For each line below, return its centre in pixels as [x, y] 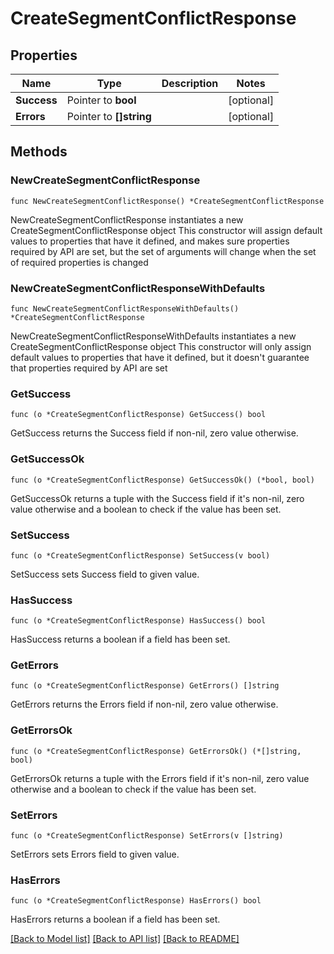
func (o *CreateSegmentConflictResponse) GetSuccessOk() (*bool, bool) [162, 480]
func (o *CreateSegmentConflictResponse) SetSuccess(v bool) [140, 555]
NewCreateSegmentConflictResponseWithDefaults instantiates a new [153, 336]
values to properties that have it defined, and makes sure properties [150, 241]
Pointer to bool [101, 100]
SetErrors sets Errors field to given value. [95, 854]
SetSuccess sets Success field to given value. [105, 574]
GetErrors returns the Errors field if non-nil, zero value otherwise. [144, 704]
